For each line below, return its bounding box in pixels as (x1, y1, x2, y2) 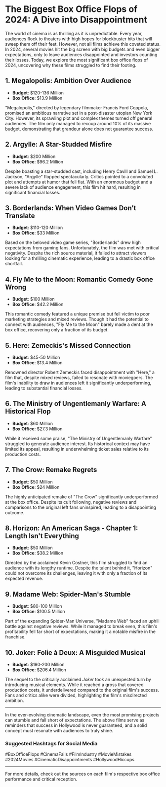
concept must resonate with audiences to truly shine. (5, 728, 114, 734)
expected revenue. (5, 575, 43, 582)
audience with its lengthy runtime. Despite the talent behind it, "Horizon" (5, 565, 153, 571)
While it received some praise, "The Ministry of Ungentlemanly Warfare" (5, 435, 152, 441)
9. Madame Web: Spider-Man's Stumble (5, 590, 131, 598)
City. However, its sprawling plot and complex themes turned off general (5, 115, 153, 121)
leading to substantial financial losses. (5, 385, 83, 391)
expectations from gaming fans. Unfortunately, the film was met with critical (5, 245, 160, 251)
